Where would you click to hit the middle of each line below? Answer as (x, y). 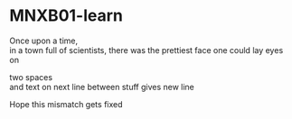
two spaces (31, 77)
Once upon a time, (44, 41)
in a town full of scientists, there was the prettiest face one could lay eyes (146, 50)
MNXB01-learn (66, 16)
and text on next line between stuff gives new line (102, 87)
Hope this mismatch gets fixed (66, 104)
